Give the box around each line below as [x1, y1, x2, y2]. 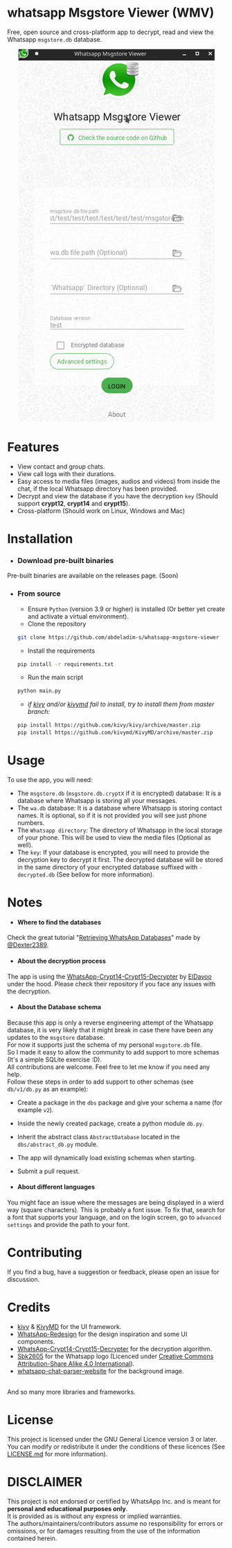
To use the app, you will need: [7, 775, 93, 783]
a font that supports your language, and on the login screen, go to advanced [7, 1213, 222, 1221]
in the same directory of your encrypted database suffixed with [17, 863, 198, 871]
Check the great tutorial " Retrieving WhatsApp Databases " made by [7, 934, 201, 942]
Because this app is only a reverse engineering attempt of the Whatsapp [7, 1018, 213, 1027]
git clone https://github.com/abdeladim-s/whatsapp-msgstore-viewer [17, 634, 220, 641]
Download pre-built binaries [17, 555, 114, 565]
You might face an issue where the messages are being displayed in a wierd [7, 1198, 224, 1207]
